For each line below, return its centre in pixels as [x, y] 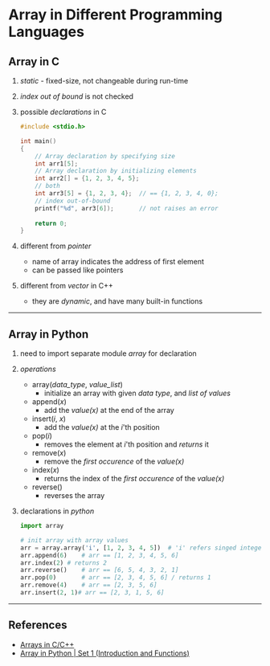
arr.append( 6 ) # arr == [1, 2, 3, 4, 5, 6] [99, 555]
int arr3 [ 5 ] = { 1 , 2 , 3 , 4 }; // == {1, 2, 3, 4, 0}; [127, 194]
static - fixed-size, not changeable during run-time [104, 81]
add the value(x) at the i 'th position [102, 427]
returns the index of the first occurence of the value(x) [134, 479]
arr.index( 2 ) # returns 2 [63, 563]
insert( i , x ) [49, 419]
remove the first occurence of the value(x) [114, 462]
